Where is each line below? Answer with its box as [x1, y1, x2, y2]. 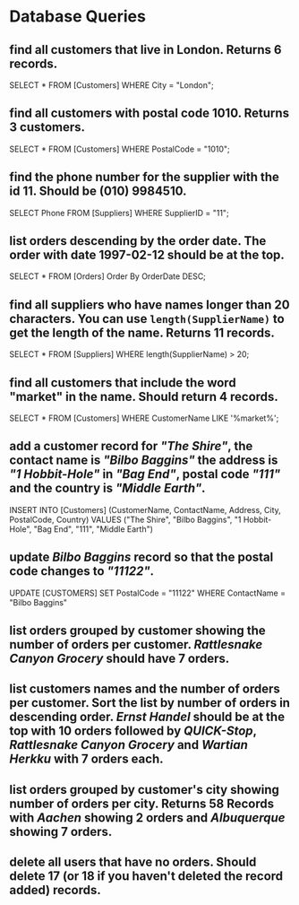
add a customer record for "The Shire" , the [9, 439, 253, 454]
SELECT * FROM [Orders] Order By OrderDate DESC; [9, 271, 206, 282]
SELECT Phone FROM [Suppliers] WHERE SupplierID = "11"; [9, 207, 230, 218]
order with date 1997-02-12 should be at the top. [9, 248, 285, 263]
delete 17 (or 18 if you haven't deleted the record [9, 868, 284, 884]
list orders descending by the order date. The [9, 233, 267, 248]
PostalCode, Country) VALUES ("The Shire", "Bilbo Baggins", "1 [9, 514, 242, 525]
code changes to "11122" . [9, 563, 155, 579]
